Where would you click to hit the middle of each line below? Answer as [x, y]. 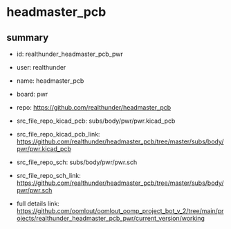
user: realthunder [41, 67]
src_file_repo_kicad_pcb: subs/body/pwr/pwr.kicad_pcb [96, 121]
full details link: [38, 203]
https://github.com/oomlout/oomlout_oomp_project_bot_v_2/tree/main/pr [120, 211]
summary [28, 38]
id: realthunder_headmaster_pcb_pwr [70, 54]
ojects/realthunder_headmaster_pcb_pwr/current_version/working [111, 218]
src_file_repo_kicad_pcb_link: [58, 134]
